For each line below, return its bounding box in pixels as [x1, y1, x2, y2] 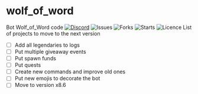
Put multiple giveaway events [14, 48, 87, 55]
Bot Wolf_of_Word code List [6, 24, 192, 31]
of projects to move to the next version [6, 30, 100, 37]
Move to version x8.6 [14, 82, 66, 89]
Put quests [14, 61, 41, 69]
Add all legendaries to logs [14, 41, 80, 48]
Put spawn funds [14, 55, 56, 62]
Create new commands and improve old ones [14, 68, 126, 75]
